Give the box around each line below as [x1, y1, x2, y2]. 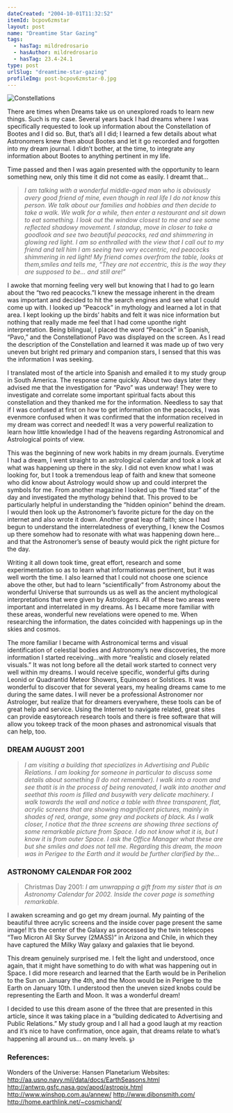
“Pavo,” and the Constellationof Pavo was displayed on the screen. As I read [7, 333, 225, 341]
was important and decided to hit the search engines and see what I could [7, 296, 220, 304]
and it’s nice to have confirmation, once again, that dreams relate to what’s [7, 1027, 220, 1035]
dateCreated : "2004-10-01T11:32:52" [7, 10, 113, 17]
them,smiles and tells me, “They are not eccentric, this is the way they [24, 260, 226, 269]
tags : [7, 36, 23, 43]
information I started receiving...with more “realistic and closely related [7, 653, 210, 662]
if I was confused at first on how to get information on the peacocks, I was [7, 405, 220, 414]
